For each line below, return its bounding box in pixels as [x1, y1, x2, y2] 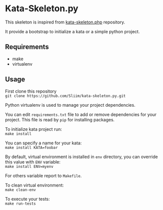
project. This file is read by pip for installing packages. [5, 117, 115, 122]
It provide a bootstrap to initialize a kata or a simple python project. [5, 28, 140, 34]
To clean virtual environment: [5, 182, 64, 188]
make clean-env [5, 187, 36, 192]
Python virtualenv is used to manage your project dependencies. [5, 102, 136, 108]
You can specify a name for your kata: [5, 140, 82, 146]
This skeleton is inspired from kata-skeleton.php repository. [5, 19, 125, 25]
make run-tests [5, 201, 36, 206]
